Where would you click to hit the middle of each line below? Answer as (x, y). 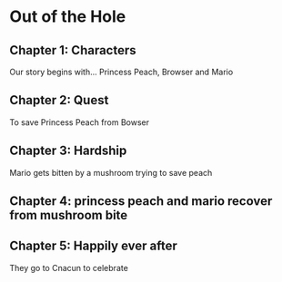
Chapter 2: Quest (59, 100)
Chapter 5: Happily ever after (93, 246)
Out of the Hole (68, 17)
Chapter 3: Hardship (68, 151)
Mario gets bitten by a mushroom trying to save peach (111, 172)
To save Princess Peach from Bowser (80, 122)
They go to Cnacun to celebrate (69, 267)
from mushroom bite (69, 215)
